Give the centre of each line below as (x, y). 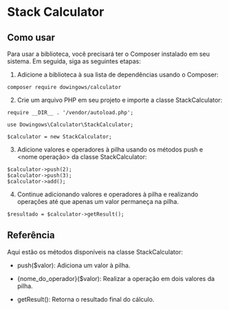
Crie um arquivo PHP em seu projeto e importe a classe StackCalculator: (120, 100)
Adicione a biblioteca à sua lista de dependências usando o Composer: (118, 74)
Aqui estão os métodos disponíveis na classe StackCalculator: (95, 251)
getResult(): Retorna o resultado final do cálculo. (86, 299)
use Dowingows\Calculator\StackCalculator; (70, 125)
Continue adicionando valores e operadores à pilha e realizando (108, 194)
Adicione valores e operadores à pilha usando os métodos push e (110, 149)
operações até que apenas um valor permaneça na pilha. (98, 201)
